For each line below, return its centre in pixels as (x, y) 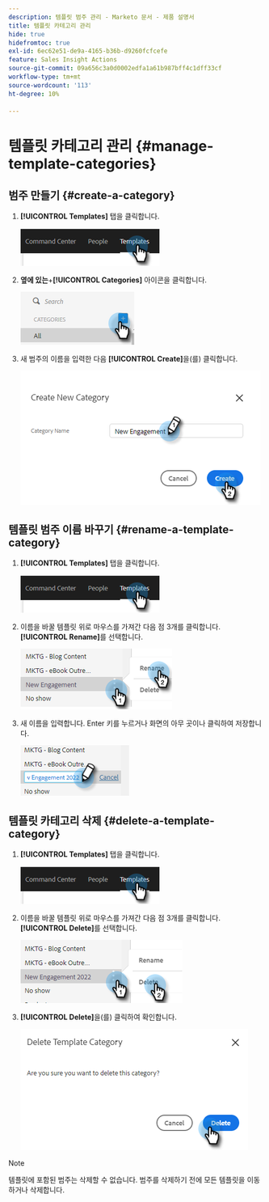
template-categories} (82, 164)
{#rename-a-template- (175, 529)
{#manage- (174, 146)
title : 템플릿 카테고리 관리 (50, 25)
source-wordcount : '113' (50, 85)
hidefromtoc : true (39, 43)
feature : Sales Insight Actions (63, 60)
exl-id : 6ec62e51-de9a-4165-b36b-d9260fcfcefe (88, 51)
